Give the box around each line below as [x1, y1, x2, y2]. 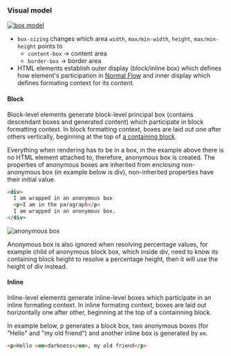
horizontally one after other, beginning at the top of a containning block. [7, 308, 212, 317]
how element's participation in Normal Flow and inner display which [17, 71, 211, 80]
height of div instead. [7, 262, 68, 270]
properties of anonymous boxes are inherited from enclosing [7, 160, 181, 168]
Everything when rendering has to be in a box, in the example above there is [7, 145, 224, 154]
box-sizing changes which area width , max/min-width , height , [17, 35, 192, 43]
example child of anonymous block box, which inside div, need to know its [7, 247, 219, 256]
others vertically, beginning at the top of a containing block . [7, 132, 177, 141]
